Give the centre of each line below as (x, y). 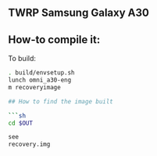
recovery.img (29, 144)
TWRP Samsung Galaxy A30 (79, 13)
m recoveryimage (34, 87)
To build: (22, 59)
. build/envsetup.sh (42, 73)
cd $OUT (21, 123)
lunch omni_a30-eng (40, 80)
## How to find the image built (61, 101)
